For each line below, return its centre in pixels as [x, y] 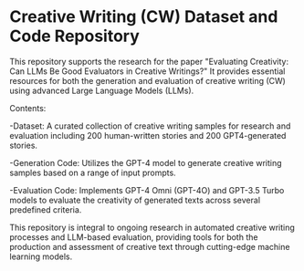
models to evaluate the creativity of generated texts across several [135, 200]
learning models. [41, 256]
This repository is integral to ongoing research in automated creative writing [152, 227]
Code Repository [74, 36]
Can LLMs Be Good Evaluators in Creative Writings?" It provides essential [147, 71]
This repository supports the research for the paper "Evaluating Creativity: [149, 61]
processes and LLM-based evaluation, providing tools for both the [134, 237]
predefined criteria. [46, 209]
